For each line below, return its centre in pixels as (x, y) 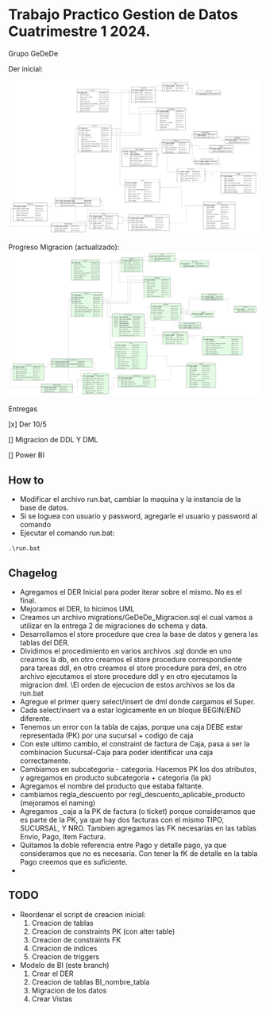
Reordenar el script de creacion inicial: (83, 914)
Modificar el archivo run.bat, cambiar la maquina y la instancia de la (130, 499)
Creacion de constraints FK (76, 939)
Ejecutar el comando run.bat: (67, 533)
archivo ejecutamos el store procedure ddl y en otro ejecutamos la (128, 676)
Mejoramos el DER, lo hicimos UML (77, 608)
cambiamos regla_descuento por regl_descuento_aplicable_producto (132, 794)
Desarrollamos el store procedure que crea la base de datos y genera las (139, 634)
